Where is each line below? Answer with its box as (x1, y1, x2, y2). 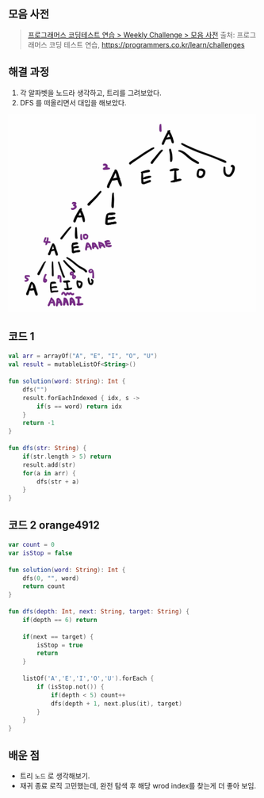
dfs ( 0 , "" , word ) (22, 574, 80, 582)
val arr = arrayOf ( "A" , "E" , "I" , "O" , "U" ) (8, 352, 158, 361)
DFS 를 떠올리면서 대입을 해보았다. (19, 97, 127, 107)
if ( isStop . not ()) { (36, 682, 105, 691)
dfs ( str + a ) (36, 478, 80, 486)
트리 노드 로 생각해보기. (19, 771, 90, 781)
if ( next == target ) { (22, 632, 94, 640)
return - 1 (22, 419, 55, 427)
